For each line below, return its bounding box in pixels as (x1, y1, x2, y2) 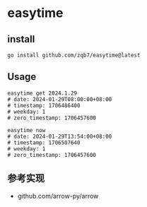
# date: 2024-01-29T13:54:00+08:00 (7, 133, 112, 140)
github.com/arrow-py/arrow (17, 191, 99, 200)
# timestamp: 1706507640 (7, 139, 81, 146)
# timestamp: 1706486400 (7, 102, 81, 109)
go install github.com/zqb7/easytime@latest (7, 52, 141, 59)
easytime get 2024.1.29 (7, 90, 78, 97)
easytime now (7, 126, 46, 134)
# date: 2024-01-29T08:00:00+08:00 (7, 95, 112, 103)
